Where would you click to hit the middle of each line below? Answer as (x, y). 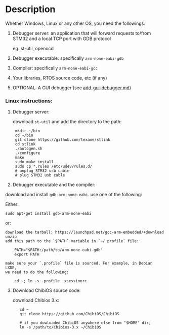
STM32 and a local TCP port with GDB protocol (62, 39)
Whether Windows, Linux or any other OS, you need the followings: (75, 23)
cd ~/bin (24, 135)
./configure (28, 153)
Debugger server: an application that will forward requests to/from (82, 33)
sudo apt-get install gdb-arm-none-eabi (49, 214)
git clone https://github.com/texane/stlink (62, 140)
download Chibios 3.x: (36, 301)
